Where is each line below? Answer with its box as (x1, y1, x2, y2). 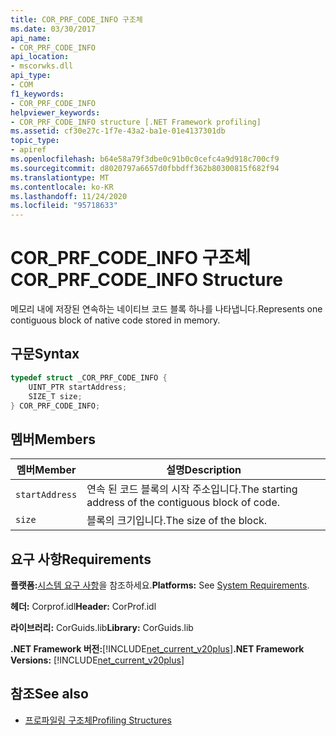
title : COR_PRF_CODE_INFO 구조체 (10, 14, 143, 25)
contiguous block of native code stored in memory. (10, 314, 221, 326)
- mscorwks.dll (10, 61, 74, 71)
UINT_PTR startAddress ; (28, 382, 128, 392)
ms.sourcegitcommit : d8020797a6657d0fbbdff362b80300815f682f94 (10, 163, 280, 173)
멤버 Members (10, 431, 96, 448)
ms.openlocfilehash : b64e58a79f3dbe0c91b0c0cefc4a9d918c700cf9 (10, 154, 280, 164)
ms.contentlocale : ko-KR (10, 182, 114, 192)
